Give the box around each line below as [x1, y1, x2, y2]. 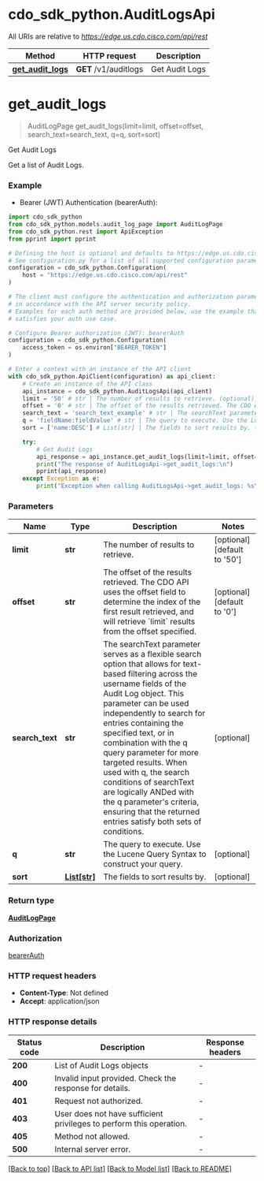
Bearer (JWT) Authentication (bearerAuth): [19, 198, 158, 207]
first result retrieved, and [103, 606, 194, 617]
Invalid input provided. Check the [54, 1072, 177, 1083]
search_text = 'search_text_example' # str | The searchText [22, 409, 226, 417]
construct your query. [103, 859, 183, 870]
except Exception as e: [22, 475, 101, 482]
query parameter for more [103, 747, 199, 758]
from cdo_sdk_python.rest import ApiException [8, 227, 163, 236]
